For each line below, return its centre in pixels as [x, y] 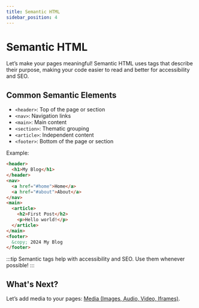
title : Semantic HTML [33, 12]
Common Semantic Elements [61, 95]
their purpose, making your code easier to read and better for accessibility [98, 70]
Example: [18, 153]
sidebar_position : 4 [32, 17]
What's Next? [32, 284]
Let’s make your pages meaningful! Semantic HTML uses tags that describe [99, 64]
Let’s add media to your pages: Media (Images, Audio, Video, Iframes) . [93, 299]
